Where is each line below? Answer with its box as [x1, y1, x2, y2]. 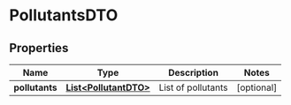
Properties [9, 41, 69, 56]
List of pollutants [158, 81, 228, 94]
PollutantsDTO [9, 5, 119, 26]
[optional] [236, 81, 278, 94]
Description [167, 67, 219, 79]
